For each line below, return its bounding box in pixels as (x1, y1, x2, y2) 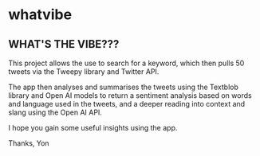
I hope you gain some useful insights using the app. (8, 123, 178, 132)
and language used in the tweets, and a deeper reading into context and (8, 99, 246, 108)
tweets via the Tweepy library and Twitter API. (8, 67, 160, 76)
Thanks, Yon (8, 138, 49, 148)
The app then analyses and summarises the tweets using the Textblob (8, 82, 239, 92)
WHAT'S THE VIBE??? (8, 37, 120, 51)
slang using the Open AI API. (8, 107, 102, 117)
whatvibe (8, 6, 73, 24)
